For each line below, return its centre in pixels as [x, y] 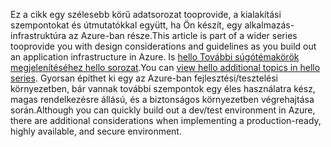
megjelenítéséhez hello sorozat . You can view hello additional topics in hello [165, 67]
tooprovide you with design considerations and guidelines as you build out [163, 46]
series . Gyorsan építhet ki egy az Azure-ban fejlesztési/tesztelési [144, 78]
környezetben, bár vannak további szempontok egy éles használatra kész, [163, 88]
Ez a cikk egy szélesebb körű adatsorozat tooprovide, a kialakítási [146, 14]
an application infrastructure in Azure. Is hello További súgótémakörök [155, 57]
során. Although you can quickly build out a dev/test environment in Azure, [163, 110]
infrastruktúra [38, 35]
